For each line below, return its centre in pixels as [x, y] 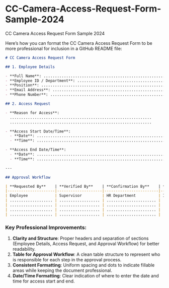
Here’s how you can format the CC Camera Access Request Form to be [79, 43]
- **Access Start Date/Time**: [38, 131]
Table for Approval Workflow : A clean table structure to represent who [86, 254]
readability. [24, 249]
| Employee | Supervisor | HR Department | [83, 196]
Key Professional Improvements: [46, 227]
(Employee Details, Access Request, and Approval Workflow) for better [86, 243]
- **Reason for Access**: [32, 113]
